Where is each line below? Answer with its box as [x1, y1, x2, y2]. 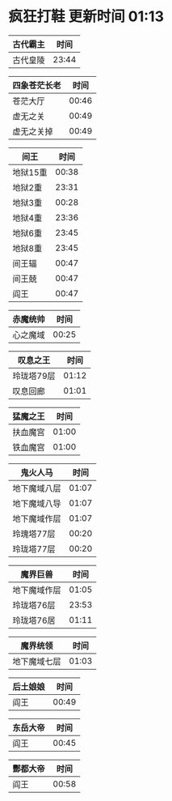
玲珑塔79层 [12, 370, 56, 381]
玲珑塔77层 [12, 543, 56, 555]
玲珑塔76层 [12, 599, 56, 611]
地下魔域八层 [12, 483, 62, 494]
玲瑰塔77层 [12, 528, 56, 539]
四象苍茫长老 [12, 79, 62, 91]
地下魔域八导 [12, 497, 62, 509]
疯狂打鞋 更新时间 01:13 [8, 7, 164, 26]
